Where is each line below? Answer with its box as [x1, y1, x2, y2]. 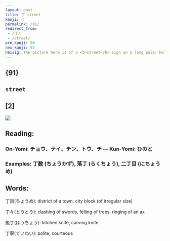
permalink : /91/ [5, 21, 39, 27]
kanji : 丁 [5, 17, 25, 22]
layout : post [5, 7, 33, 13]
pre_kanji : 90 [5, 41, 35, 46]
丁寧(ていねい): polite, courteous [5, 230, 73, 236]
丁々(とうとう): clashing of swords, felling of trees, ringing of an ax [5, 209, 145, 215]
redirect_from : [5, 26, 37, 31]
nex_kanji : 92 [5, 45, 35, 50]
